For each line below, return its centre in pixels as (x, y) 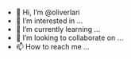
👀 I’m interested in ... (49, 21)
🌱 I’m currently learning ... (58, 29)
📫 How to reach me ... (52, 47)
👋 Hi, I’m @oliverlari (48, 12)
